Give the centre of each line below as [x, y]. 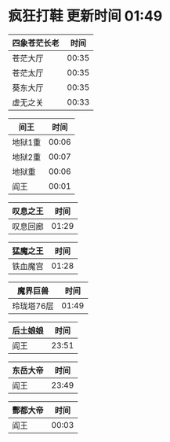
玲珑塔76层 [33, 306]
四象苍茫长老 [36, 42]
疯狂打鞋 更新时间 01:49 [85, 16]
